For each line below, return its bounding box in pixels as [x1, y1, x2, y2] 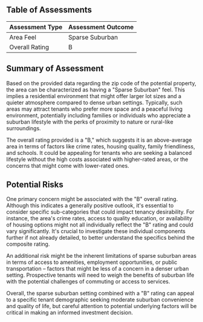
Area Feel [9, 33, 36, 41]
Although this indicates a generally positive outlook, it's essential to [6, 202, 174, 209]
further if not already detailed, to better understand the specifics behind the [6, 234, 195, 241]
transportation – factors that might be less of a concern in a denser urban [6, 265, 189, 272]
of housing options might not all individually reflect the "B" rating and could [6, 221, 193, 229]
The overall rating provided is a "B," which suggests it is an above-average [6, 136, 192, 143]
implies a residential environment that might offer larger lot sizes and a [6, 92, 182, 99]
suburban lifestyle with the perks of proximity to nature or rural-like [6, 118, 173, 125]
